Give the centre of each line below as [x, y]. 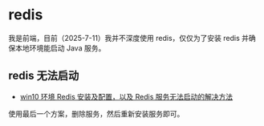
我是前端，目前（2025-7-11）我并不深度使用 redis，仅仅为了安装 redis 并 [129, 38]
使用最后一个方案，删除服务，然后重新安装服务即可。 [96, 113]
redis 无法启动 [44, 76]
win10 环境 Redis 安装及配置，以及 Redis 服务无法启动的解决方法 [126, 96]
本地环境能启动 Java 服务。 [60, 48]
